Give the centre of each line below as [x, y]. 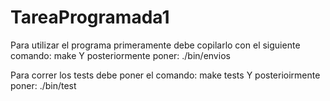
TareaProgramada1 [90, 17]
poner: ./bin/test [43, 85]
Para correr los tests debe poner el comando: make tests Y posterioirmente [165, 75]
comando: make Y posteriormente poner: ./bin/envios [120, 55]
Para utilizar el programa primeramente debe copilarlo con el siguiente [155, 45]
